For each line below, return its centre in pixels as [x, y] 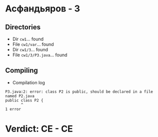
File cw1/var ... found [33, 44]
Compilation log [28, 82]
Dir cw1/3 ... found [30, 50]
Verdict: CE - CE [39, 129]
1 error [13, 109]
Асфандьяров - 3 [42, 9]
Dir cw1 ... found [28, 39]
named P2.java [20, 96]
